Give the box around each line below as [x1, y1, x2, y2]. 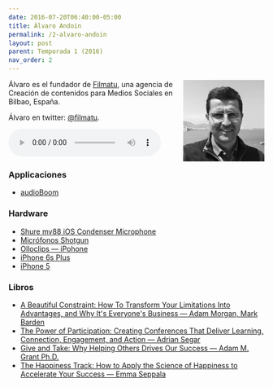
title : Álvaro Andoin [8, 21, 82, 30]
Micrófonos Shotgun [19, 235, 89, 244]
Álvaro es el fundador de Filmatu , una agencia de [8, 80, 173, 89]
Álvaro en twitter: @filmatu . [8, 112, 100, 122]
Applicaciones [8, 169, 67, 180]
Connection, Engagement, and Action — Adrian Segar [19, 334, 201, 344]
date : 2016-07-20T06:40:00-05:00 [8, 13, 122, 21]
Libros [8, 281, 34, 292]
